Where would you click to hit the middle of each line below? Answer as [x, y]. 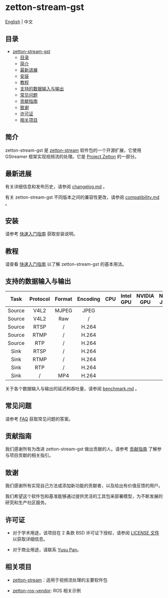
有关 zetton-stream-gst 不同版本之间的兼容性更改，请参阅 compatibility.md [82, 197]
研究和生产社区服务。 [27, 502]
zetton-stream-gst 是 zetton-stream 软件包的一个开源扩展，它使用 [73, 150]
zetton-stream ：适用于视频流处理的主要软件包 [60, 580]
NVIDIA [145, 296]
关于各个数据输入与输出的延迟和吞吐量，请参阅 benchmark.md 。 [72, 388]
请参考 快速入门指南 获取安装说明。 [41, 234]
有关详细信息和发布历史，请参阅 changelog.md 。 [56, 187]
